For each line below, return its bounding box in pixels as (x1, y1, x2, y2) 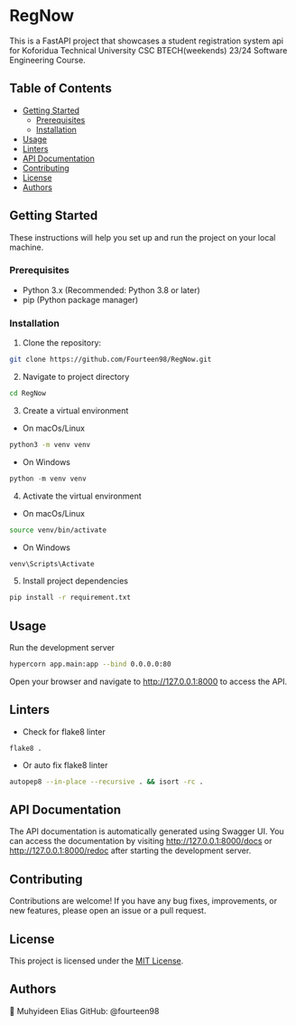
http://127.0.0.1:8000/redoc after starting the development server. (9, 845, 252, 856)
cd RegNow (9, 389, 47, 398)
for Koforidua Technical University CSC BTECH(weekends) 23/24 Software (9, 44, 288, 55)
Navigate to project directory (22, 372, 130, 383)
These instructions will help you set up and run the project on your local (9, 232, 276, 242)
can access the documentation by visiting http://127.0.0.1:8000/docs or (9, 836, 273, 847)
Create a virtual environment (22, 404, 129, 416)
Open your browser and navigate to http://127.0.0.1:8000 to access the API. (9, 676, 288, 687)
